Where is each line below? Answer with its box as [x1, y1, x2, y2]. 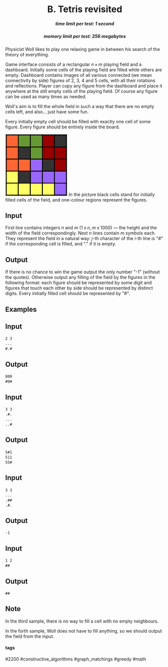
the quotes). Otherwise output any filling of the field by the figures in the [5, 274, 155, 280]
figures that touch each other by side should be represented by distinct [5, 285, 153, 291]
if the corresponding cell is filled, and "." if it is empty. [5, 241, 117, 247]
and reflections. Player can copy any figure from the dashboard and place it [5, 82, 162, 89]
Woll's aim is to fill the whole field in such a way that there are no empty [5, 103, 155, 109]
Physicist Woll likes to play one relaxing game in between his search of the [5, 46, 160, 52]
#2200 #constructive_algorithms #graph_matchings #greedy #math [5, 656, 146, 662]
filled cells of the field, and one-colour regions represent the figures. [5, 197, 148, 203]
